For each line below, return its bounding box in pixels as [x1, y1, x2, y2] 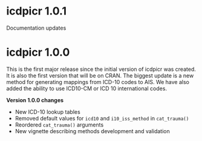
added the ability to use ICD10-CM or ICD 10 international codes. [6, 85, 168, 92]
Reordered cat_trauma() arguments [15, 121, 104, 128]
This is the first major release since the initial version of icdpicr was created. [6, 65, 197, 73]
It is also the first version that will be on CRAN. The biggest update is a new [6, 71, 194, 79]
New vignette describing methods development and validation [15, 127, 171, 134]
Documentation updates [6, 24, 67, 31]
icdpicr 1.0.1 [6, 4, 67, 18]
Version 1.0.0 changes [6, 96, 64, 103]
